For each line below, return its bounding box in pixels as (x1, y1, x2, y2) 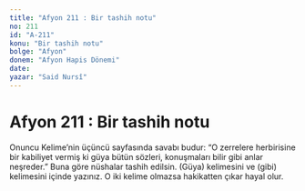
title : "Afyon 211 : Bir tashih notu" (9, 13, 157, 23)
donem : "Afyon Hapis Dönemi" (9, 55, 120, 65)
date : (9, 65, 30, 74)
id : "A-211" (9, 30, 55, 39)
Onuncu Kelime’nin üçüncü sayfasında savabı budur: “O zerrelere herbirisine (9, 142, 296, 153)
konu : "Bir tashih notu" (9, 38, 104, 48)
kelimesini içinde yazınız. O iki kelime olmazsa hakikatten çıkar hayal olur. (9, 170, 284, 182)
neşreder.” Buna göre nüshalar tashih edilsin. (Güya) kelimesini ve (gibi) (9, 161, 278, 172)
